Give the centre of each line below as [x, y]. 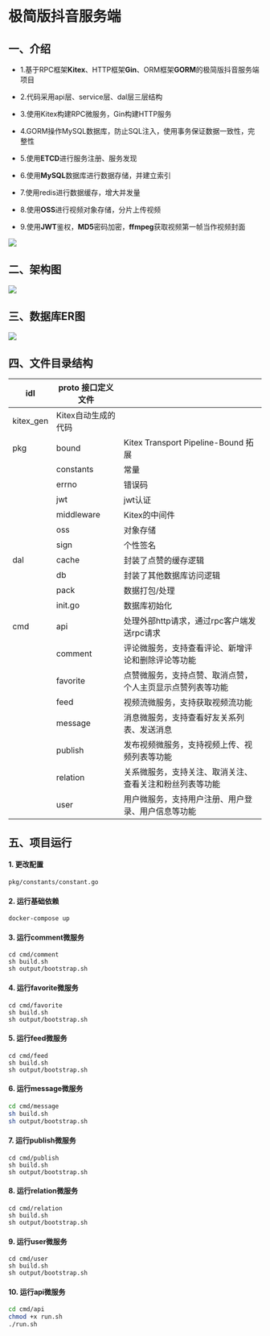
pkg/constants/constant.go [53, 882]
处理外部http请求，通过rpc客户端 [186, 621]
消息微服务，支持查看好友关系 [180, 718]
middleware [78, 515]
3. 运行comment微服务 [46, 937]
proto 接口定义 [86, 388]
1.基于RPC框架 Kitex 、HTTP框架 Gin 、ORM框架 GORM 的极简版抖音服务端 [139, 70]
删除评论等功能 [168, 660]
